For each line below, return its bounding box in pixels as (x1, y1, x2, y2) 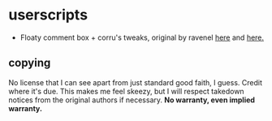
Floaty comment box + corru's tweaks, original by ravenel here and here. (19, 32, 265, 42)
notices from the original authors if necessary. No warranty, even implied (8, 95, 256, 105)
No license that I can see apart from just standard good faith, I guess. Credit (8, 77, 262, 87)
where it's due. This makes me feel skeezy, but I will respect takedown (8, 86, 245, 96)
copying (8, 56, 51, 70)
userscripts (8, 6, 88, 24)
